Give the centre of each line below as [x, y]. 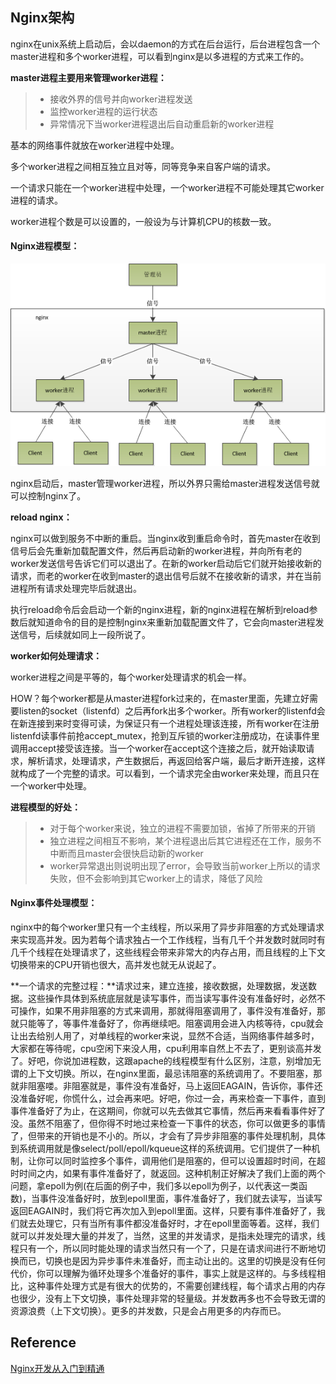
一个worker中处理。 [51, 785]
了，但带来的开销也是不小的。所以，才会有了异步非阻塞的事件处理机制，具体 [168, 1135]
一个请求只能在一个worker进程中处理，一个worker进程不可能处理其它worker [167, 187]
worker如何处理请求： [56, 655]
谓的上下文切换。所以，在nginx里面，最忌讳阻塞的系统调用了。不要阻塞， [162, 1073]
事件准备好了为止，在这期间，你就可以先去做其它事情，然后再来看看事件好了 [168, 1110]
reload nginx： [41, 517]
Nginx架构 [42, 18]
